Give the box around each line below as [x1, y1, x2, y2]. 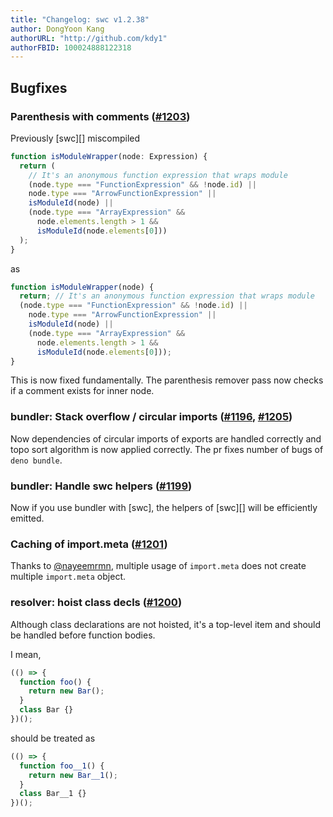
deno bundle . [10, 454, 63, 466]
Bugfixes [10, 79, 68, 96]
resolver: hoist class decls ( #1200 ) [10, 596, 183, 610]
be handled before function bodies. [10, 629, 156, 641]
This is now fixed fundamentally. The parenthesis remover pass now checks [10, 374, 324, 386]
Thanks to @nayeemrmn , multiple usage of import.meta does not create [10, 560, 307, 572]
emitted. [10, 512, 45, 525]
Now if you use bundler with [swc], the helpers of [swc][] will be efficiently [10, 502, 318, 514]
